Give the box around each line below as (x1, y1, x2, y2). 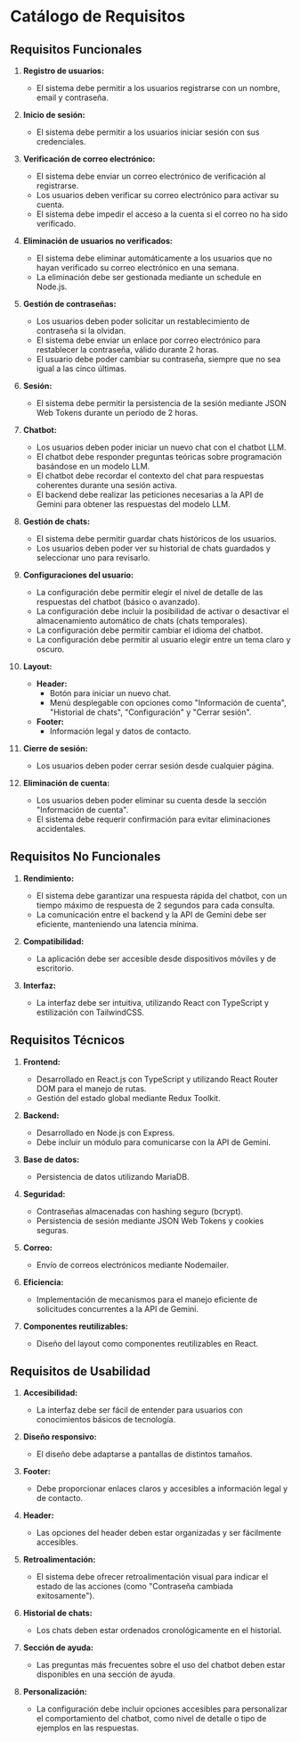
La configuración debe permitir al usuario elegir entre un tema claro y (36, 635, 291, 644)
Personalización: (22, 1687, 87, 1697)
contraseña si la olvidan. (36, 326, 126, 336)
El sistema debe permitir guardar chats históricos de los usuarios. (36, 534, 277, 543)
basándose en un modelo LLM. (36, 461, 150, 471)
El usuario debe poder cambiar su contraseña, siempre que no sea (36, 354, 281, 364)
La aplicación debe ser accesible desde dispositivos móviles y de (36, 953, 277, 964)
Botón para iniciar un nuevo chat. (49, 688, 172, 698)
